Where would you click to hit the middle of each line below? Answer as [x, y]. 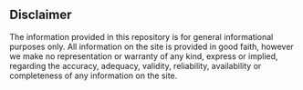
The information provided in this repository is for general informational [141, 36]
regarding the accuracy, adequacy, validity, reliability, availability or [136, 65]
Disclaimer [41, 15]
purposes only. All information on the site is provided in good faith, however [151, 46]
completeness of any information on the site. [94, 75]
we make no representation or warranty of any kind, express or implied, [144, 56]
